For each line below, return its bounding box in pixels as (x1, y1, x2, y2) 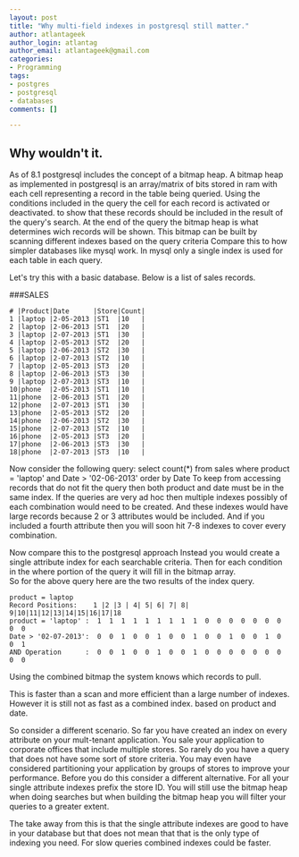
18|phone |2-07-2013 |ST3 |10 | (9, 448, 145, 457)
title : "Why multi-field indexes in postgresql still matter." (9, 21, 250, 30)
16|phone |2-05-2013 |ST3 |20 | (9, 432, 145, 441)
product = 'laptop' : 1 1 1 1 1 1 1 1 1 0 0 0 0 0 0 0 (9, 616, 281, 626)
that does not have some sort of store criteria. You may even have (9, 753, 252, 765)
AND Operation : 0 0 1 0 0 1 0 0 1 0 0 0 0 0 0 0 (9, 648, 281, 658)
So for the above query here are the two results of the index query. (9, 576, 255, 587)
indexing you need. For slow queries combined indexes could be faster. (9, 837, 272, 848)
